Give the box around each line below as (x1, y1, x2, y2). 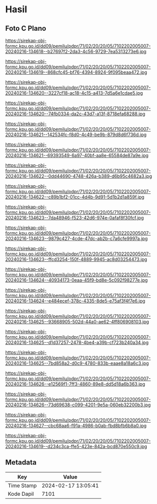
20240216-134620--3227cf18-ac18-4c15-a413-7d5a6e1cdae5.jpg (5, 90, 143, 96)
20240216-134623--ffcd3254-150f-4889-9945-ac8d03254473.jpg (5, 256, 147, 262)
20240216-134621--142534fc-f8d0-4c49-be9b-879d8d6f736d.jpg (5, 132, 147, 138)
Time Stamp (8, 482, 37, 489)
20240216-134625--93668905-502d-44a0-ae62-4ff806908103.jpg (5, 319, 149, 324)
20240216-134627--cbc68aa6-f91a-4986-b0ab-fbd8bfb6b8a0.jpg (5, 423, 147, 428)
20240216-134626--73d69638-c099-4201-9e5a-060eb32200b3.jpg (5, 402, 151, 408)
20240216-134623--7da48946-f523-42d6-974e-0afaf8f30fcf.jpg (5, 215, 144, 221)
